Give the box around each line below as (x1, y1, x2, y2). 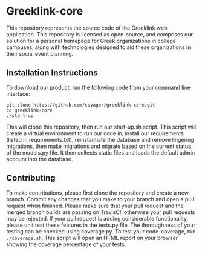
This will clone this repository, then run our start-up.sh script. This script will (6, 123, 197, 130)
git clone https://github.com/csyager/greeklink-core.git (6, 102, 155, 108)
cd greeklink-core (6, 107, 53, 113)
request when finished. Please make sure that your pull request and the (6, 202, 184, 209)
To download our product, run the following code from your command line (6, 84, 191, 91)
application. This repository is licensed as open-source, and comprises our (6, 30, 194, 38)
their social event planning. (6, 50, 74, 57)
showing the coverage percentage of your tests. (6, 241, 126, 248)
